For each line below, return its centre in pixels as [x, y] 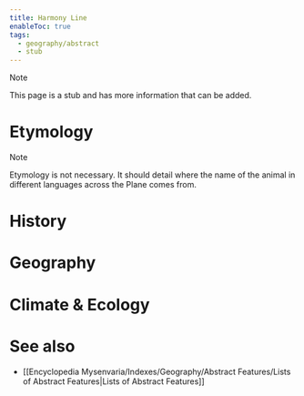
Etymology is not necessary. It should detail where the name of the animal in [152, 175]
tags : [20, 35]
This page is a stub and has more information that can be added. [131, 96]
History [38, 222]
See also [42, 346]
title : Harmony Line [49, 18]
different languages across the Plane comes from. [103, 185]
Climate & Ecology [80, 305]
